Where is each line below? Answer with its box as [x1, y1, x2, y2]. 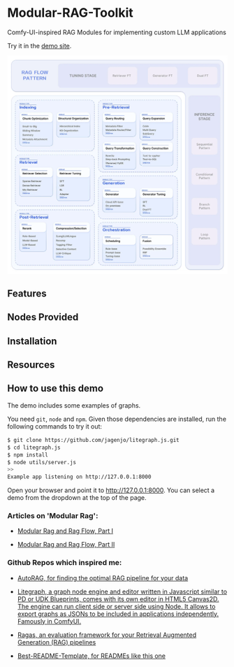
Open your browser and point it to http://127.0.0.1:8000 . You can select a [7, 486, 215, 494]
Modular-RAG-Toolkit [7, 5, 134, 21]
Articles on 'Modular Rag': [7, 511, 98, 521]
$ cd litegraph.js [7, 444, 61, 451]
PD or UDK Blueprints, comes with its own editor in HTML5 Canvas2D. [17, 594, 219, 603]
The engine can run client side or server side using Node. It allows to [17, 602, 216, 610]
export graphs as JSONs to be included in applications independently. [17, 610, 219, 618]
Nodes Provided [7, 311, 79, 323]
